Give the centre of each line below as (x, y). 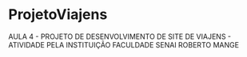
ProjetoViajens (58, 15)
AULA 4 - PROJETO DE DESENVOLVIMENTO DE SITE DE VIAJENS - (120, 36)
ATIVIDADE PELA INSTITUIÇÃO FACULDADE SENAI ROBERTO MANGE (124, 44)
